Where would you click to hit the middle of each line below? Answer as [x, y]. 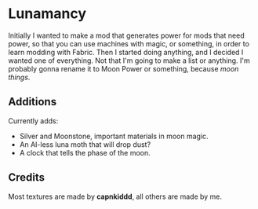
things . [19, 77]
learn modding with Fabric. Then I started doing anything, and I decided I [126, 52]
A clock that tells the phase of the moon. [85, 152]
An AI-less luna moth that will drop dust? [85, 144]
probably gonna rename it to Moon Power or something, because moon [124, 68]
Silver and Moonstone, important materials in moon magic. [114, 136]
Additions [33, 102]
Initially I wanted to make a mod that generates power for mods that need [126, 35]
